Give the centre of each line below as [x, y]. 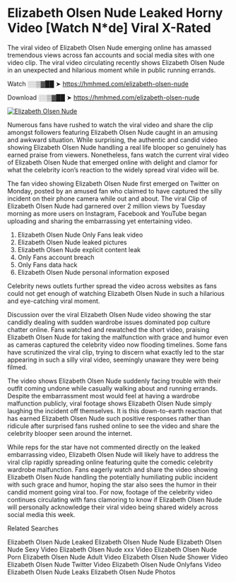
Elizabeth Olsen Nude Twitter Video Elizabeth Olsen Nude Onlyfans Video [114, 564]
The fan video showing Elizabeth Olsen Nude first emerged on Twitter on [113, 183]
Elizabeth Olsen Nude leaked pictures [72, 242]
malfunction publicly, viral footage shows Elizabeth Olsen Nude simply [110, 403]
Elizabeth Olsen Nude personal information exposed [93, 272]
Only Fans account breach [56, 257]
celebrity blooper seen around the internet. [70, 433]
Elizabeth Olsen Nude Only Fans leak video [80, 234]
